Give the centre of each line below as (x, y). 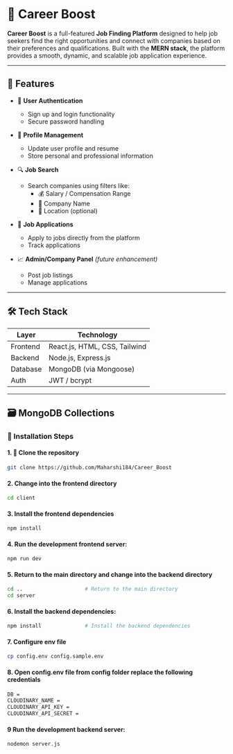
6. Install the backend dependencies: (62, 611)
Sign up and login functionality (71, 114)
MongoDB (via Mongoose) (92, 369)
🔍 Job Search (38, 169)
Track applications (54, 245)
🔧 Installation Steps (41, 436)
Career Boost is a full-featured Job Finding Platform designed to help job (113, 33)
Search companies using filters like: (78, 185)
